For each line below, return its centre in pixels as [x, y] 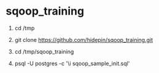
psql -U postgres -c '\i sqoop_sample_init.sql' [72, 63]
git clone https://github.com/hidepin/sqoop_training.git [83, 40]
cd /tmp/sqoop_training [44, 51]
